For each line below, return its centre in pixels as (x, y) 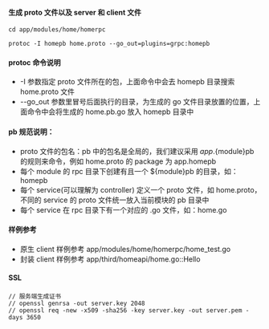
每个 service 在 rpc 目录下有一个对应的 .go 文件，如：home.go (123, 209)
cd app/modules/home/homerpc (57, 30)
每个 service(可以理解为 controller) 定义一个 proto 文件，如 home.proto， (141, 189)
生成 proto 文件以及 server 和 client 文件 (75, 12)
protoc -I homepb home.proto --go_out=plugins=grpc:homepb (109, 44)
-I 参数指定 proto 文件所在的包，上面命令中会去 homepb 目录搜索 (127, 82)
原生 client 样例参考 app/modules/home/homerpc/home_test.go (125, 249)
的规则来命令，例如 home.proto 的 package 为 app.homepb (118, 161)
